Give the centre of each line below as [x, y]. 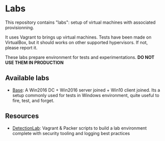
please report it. [21, 47]
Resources [22, 116]
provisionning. [20, 27]
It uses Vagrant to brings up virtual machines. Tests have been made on [78, 37]
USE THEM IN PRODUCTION [34, 62]
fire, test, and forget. [33, 100]
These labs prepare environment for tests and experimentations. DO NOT [80, 57]
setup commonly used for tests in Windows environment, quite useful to [86, 95]
